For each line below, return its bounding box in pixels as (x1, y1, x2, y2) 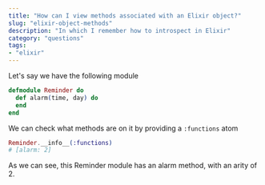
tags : (8, 42, 26, 50)
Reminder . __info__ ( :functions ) (8, 139, 113, 147)
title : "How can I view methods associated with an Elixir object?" (8, 11, 242, 20)
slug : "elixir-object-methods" (8, 19, 113, 27)
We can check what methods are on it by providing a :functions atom (8, 123, 239, 133)
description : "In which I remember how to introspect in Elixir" (8, 26, 231, 34)
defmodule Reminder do (8, 86, 84, 95)
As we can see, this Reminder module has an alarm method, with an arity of (8, 161, 258, 171)
